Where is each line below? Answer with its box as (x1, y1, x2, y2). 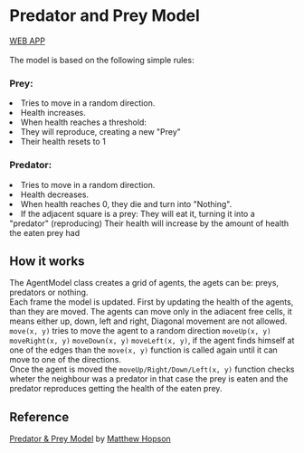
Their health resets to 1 (21, 137, 106, 147)
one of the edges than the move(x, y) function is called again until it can (9, 344, 278, 355)
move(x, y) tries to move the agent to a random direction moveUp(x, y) (9, 326, 271, 336)
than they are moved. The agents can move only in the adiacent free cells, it (9, 307, 292, 317)
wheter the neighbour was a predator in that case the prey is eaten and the (9, 373, 289, 384)
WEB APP (9, 35, 45, 46)
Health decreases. (21, 189, 89, 200)
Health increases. (21, 108, 86, 118)
